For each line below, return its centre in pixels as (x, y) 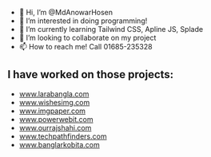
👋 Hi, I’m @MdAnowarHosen (66, 12)
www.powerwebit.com (56, 119)
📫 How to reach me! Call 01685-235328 (86, 47)
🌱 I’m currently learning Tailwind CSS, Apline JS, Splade (111, 29)
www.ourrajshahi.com (55, 128)
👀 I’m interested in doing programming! (83, 21)
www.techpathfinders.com (63, 136)
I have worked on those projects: (91, 75)
